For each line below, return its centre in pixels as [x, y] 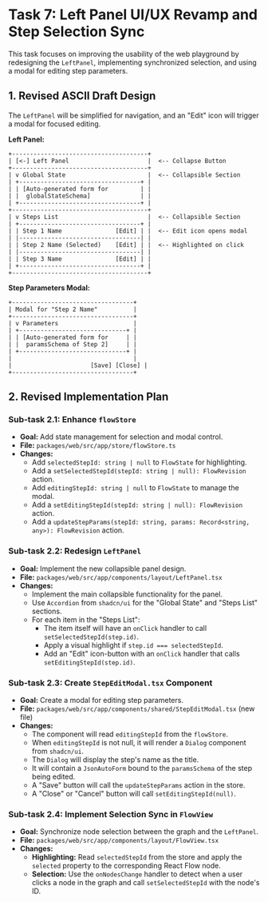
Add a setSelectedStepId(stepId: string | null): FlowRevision [139, 471]
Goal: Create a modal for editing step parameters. [101, 700]
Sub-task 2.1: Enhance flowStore [73, 420]
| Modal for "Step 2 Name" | [73, 309]
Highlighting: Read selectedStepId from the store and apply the [137, 857]
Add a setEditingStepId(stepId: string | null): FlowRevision [137, 505]
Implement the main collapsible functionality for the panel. [127, 594]
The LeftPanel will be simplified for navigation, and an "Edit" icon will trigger [134, 115]
